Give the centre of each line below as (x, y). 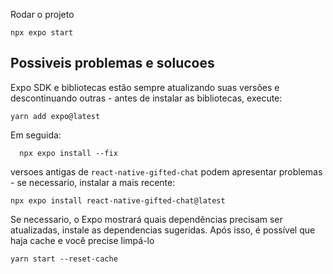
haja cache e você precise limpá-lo (82, 240)
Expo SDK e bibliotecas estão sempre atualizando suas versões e (145, 87)
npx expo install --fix (68, 153)
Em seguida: (36, 135)
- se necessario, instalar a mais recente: (93, 182)
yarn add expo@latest (55, 116)
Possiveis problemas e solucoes (112, 63)
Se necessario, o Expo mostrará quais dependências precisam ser (146, 219)
